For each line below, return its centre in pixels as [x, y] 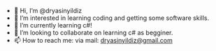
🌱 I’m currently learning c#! [53, 25]
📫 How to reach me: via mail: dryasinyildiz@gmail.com [93, 40]
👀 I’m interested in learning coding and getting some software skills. [111, 18]
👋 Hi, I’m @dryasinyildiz [48, 11]
